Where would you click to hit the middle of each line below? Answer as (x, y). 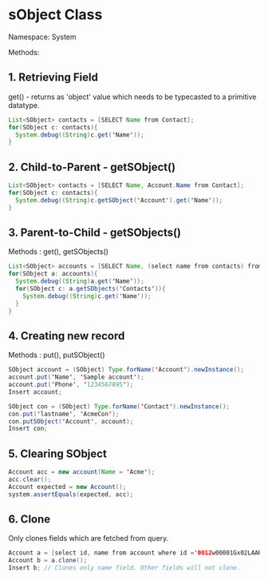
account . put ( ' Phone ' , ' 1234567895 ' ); (71, 385)
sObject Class (55, 15)
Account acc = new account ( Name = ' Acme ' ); (82, 472)
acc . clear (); (30, 479)
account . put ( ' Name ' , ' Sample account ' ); (77, 377)
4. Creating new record (67, 336)
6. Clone (30, 520)
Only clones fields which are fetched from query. (89, 538)
